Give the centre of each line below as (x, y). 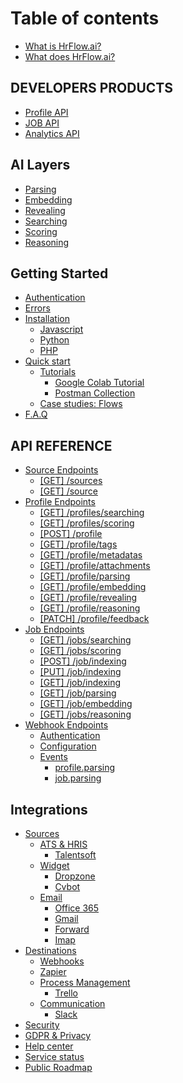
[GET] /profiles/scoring (87, 523)
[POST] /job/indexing (83, 661)
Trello (66, 993)
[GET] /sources (71, 481)
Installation (47, 319)
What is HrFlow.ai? (63, 46)
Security (42, 1025)
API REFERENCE (61, 445)
